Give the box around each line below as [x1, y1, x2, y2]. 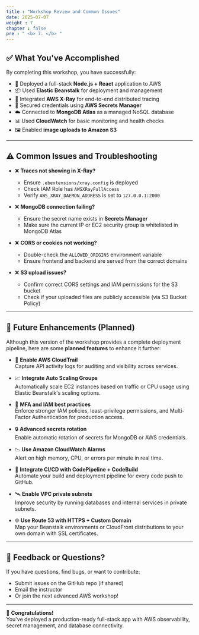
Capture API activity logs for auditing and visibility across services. [14, 362, 178, 369]
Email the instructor [14, 586, 63, 593]
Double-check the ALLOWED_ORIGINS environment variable [23, 251, 162, 258]
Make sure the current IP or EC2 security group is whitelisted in [23, 221, 178, 228]
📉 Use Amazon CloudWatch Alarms [14, 445, 105, 452]
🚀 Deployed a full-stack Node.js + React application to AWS [14, 80, 162, 87]
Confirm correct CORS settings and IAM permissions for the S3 [23, 281, 178, 288]
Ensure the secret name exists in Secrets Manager [23, 215, 148, 222]
